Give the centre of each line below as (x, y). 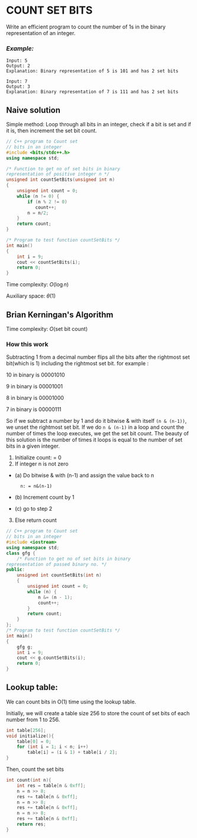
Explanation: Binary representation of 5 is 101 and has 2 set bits (92, 71)
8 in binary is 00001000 (35, 398)
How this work (27, 344)
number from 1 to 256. (33, 719)
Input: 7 (17, 82)
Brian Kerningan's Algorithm (60, 315)
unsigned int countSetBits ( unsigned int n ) (61, 180)
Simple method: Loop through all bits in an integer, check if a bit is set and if (98, 125)
